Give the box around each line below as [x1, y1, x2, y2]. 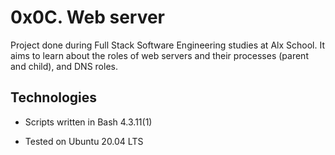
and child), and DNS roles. [10, 60, 118, 72]
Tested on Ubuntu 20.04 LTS [24, 135, 144, 147]
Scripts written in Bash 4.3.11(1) [24, 116, 153, 128]
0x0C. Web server [10, 6, 166, 29]
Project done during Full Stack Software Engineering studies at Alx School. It [10, 39, 325, 51]
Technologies [10, 89, 98, 106]
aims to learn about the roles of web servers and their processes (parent [10, 49, 309, 61]
